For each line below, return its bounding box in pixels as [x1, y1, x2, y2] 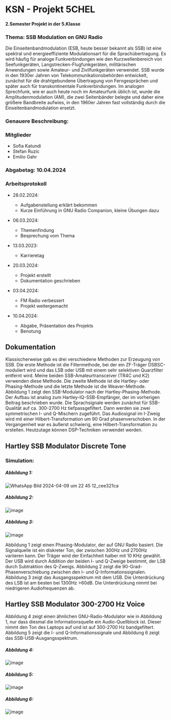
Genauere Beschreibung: [5, 118, 69, 125]
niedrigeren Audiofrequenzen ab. [5, 585, 75, 591]
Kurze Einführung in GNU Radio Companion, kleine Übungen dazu [20, 207, 159, 213]
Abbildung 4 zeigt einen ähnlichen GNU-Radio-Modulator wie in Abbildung [5, 613, 162, 619]
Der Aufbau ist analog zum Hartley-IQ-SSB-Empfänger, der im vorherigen [5, 394, 160, 401]
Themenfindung [20, 227, 55, 233]
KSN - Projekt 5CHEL [5, 4, 95, 15]
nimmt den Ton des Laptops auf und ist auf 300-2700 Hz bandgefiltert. [5, 624, 155, 631]
